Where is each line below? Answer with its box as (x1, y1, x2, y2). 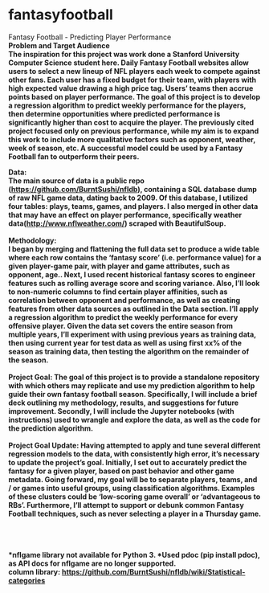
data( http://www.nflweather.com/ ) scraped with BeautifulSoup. (8, 219, 226, 228)
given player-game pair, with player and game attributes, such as (8, 261, 230, 271)
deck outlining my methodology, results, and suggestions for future (8, 398, 239, 407)
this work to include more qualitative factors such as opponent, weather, (8, 134, 255, 144)
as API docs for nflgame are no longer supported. (8, 558, 177, 568)
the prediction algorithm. (8, 423, 94, 433)
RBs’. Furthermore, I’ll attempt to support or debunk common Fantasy (8, 500, 245, 509)
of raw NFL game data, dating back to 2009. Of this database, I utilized (8, 193, 249, 202)
